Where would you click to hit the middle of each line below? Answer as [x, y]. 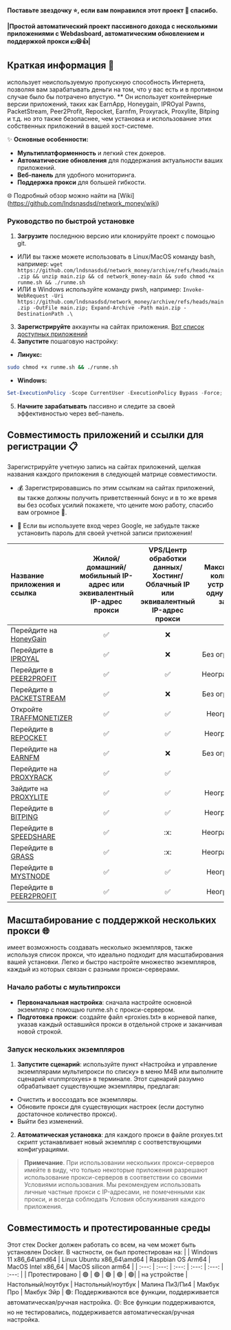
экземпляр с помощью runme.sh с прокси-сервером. [96, 1010]
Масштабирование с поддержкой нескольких [112, 920]
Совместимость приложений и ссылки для [106, 435]
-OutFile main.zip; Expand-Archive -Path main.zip [107, 308]
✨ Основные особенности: [48, 139]
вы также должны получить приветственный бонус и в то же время [117, 497]
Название [27, 576]
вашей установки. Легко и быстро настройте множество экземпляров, [112, 962]
